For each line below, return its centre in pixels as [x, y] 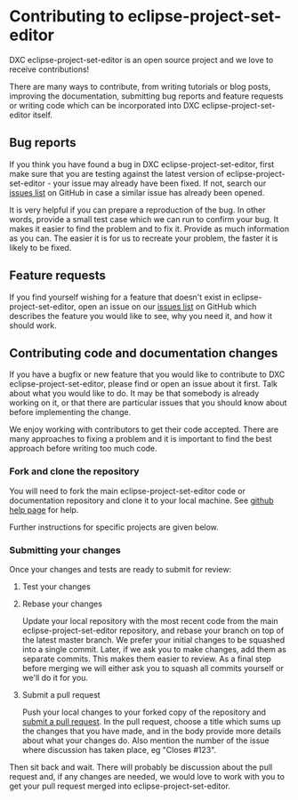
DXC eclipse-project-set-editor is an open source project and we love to [141, 60]
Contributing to [67, 16]
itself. [43, 115]
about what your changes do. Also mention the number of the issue [145, 740]
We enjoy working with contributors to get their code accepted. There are [144, 429]
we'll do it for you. [55, 677]
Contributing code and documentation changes [144, 353]
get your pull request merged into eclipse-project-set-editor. [120, 786]
